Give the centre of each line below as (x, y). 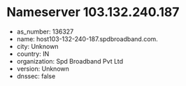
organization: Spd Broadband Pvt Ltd (70, 61)
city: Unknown (37, 46)
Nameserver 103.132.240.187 (93, 12)
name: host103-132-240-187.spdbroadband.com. (87, 38)
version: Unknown (43, 69)
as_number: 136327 (45, 31)
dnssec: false (36, 76)
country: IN (33, 54)
